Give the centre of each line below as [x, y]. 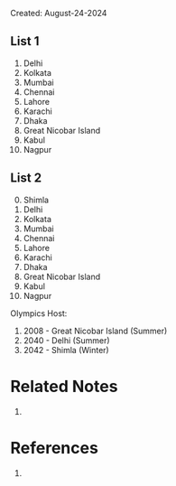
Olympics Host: [39, 313]
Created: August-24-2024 [59, 13]
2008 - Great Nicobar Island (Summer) [95, 331]
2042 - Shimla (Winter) [66, 350]
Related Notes [64, 386]
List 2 [26, 178]
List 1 [25, 41]
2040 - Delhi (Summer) [67, 340]
